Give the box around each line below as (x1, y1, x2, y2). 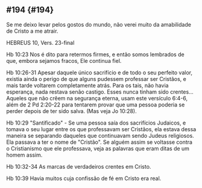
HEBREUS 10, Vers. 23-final (6, 39, 75, 46)
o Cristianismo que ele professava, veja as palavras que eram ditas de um (6, 144, 190, 152)
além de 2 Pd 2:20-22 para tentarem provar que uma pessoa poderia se (6, 101, 185, 108)
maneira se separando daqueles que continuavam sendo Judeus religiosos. (6, 132, 194, 139)
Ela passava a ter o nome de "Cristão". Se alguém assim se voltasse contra (6, 138, 193, 146)
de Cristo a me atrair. (6, 27, 58, 34)
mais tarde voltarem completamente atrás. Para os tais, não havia (6, 82, 169, 89)
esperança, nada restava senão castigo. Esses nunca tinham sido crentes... (6, 88, 194, 96)
